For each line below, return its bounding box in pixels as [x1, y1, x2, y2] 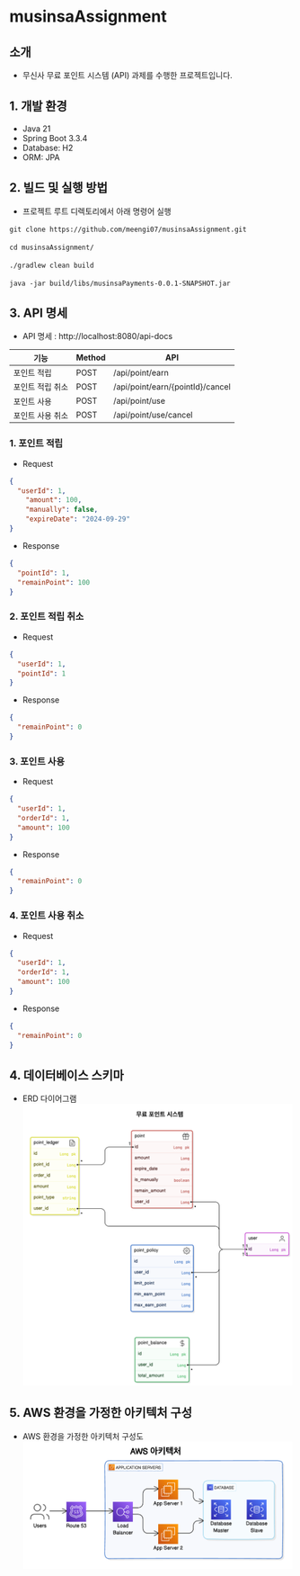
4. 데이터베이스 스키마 [9, 1068, 124, 1083]
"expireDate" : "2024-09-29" [25, 515, 130, 524]
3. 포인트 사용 [9, 755, 66, 767]
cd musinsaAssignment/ [9, 243, 94, 252]
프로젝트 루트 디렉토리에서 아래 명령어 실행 [22, 205, 172, 217]
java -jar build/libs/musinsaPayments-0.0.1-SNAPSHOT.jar [9, 279, 231, 288]
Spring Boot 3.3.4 [22, 132, 88, 143]
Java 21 [22, 123, 51, 134]
